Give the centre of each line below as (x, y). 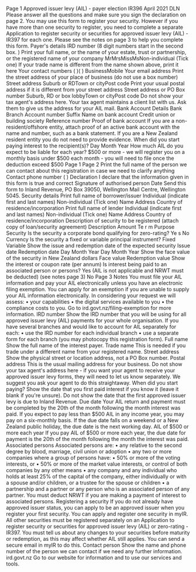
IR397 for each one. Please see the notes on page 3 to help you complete (94, 40)
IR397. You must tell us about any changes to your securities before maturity (98, 533)
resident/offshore (27, 127)
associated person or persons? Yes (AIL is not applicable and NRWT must (95, 270)
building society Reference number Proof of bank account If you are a (90, 121)
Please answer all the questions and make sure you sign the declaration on (96, 15)
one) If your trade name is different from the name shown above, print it (92, 65)
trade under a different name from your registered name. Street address (93, 351)
